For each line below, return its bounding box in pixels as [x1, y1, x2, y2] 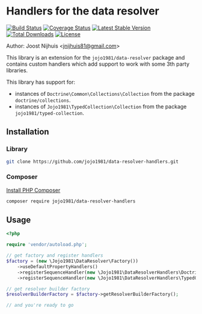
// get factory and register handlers [6, 253, 103, 259]
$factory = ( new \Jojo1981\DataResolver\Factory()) [6, 258, 138, 265]
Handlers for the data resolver [6, 4, 159, 18]
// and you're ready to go [6, 303, 74, 309]
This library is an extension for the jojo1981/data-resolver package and [6, 54, 185, 61]
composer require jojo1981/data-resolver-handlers [6, 198, 136, 204]
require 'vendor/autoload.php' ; [6, 242, 87, 248]
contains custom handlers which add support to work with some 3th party [6, 60, 189, 68]
